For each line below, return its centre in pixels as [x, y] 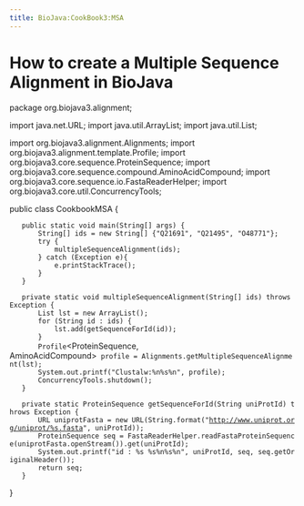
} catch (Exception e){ [83, 257]
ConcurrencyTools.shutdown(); [95, 380]
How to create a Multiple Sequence [144, 62]
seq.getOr [277, 451]
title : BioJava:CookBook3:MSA [67, 18]
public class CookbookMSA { [64, 208]
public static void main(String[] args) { [103, 225]
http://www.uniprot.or [252, 420]
